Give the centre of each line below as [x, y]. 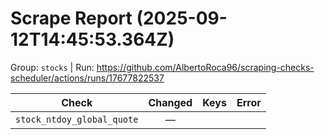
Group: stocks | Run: [52, 67]
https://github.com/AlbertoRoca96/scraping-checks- [205, 67]
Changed [170, 102]
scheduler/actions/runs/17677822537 [87, 78]
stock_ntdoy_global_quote [77, 119]
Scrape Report [71, 18]
